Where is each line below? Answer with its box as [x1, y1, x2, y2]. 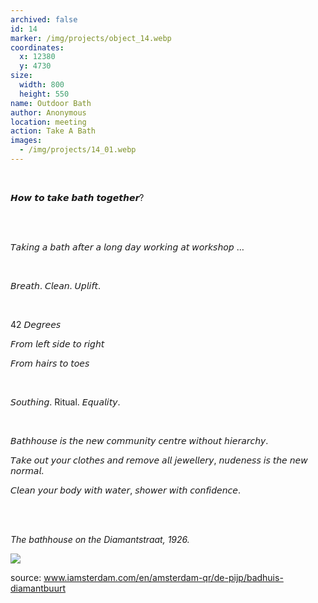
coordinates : [10, 42, 65, 53]
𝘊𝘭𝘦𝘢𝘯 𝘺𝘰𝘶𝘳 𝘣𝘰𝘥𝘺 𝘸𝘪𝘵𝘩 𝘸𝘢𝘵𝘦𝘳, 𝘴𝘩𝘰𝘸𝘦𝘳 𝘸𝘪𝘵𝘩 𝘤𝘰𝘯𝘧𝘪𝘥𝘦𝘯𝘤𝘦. [10, 484, 241, 496]
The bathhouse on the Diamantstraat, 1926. [10, 533, 190, 545]
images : [10, 136, 43, 146]
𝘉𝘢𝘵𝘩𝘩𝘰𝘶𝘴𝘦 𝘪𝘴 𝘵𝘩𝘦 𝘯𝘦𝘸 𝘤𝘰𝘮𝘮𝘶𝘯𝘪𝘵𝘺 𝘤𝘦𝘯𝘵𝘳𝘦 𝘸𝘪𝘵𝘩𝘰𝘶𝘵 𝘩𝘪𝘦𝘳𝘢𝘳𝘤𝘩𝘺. [10, 434, 269, 446]
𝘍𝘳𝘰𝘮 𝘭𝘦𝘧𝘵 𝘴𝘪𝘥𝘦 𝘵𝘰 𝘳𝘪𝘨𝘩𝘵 [10, 337, 105, 350]
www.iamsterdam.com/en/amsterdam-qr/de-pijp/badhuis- [43, 571, 284, 583]
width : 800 [19, 80, 65, 90]
